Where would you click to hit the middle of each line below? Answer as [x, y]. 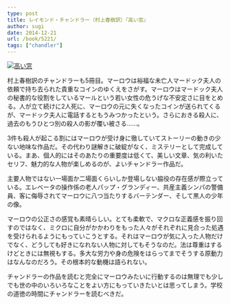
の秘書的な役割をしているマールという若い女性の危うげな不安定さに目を [109, 98]
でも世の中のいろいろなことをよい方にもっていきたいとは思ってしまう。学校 [115, 285]
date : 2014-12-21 [32, 33]
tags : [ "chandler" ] [35, 45]
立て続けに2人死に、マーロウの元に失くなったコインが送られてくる [126, 106]
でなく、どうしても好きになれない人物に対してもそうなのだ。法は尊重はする [115, 245]
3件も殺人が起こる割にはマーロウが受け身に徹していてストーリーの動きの [111, 138]
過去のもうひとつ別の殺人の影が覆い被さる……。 [75, 123]
